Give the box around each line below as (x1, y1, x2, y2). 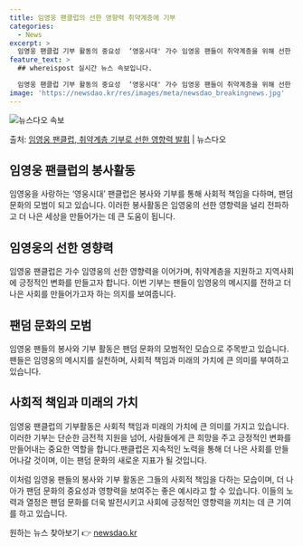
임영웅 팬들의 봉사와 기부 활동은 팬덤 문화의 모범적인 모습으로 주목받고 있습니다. (9, 343, 289, 354)
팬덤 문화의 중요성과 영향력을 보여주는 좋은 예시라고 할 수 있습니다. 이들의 (25, 485, 285, 496)
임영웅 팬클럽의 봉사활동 (9, 163, 136, 178)
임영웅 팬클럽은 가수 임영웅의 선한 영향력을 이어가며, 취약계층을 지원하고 (9, 266, 263, 277)
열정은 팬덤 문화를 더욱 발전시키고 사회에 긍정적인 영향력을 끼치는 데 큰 (25, 496, 275, 507)
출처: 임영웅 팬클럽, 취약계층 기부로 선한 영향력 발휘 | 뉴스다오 (9, 133, 227, 145)
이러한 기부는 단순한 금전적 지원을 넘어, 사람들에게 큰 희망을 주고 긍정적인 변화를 (9, 432, 292, 443)
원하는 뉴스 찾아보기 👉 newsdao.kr (9, 527, 137, 538)
